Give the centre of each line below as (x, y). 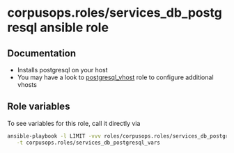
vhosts (27, 84)
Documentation (42, 53)
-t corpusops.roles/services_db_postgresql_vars (88, 143)
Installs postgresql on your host (62, 70)
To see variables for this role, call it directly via (74, 123)
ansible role (74, 27)
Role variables (39, 107)
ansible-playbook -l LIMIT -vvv (54, 136)
